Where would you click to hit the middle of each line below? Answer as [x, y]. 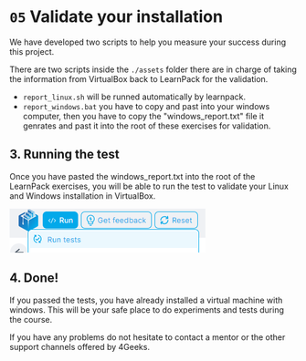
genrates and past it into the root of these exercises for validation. [147, 126]
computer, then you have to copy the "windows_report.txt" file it [143, 116]
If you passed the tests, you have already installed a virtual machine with [146, 300]
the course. [31, 319]
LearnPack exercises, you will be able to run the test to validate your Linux [149, 186]
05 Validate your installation [116, 17]
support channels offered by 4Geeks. [80, 346]
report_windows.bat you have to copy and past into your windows [146, 106]
